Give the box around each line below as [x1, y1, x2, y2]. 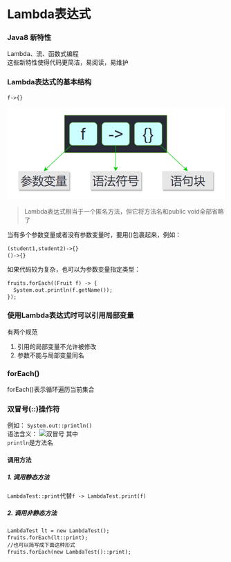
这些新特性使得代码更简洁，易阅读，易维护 [7, 58, 129, 66]
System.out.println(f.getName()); [13, 286, 113, 294]
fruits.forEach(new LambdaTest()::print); [7, 548, 131, 555]
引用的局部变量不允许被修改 [17, 342, 97, 350]
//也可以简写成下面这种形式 [7, 541, 76, 548]
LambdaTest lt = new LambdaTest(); [7, 527, 110, 534]
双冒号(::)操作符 [7, 404, 60, 414]
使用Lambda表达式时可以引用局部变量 [7, 310, 134, 320]
